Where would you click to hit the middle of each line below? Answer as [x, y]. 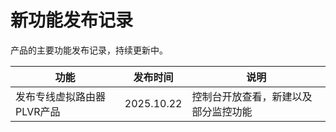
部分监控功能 [222, 111]
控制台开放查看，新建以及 [252, 96]
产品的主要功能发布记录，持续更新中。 [89, 50]
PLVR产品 [38, 111]
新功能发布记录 [72, 20]
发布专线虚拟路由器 [61, 96]
